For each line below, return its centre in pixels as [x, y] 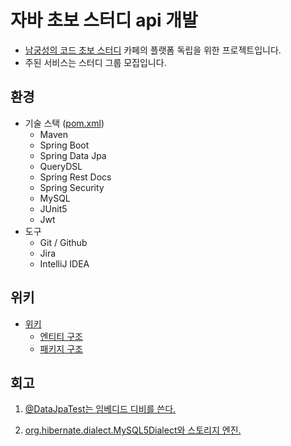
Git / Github [63, 242]
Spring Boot [64, 145]
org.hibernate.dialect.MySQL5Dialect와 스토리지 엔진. [133, 430]
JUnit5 [53, 208]
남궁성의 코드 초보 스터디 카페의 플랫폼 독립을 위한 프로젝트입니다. [153, 50]
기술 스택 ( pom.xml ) [64, 123]
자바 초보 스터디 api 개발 [104, 20]
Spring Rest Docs [75, 177]
